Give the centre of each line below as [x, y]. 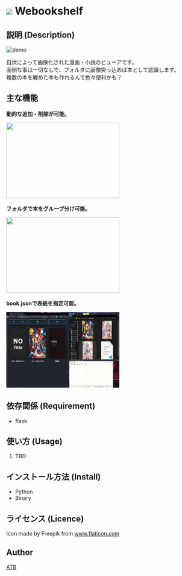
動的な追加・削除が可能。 [38, 114]
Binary [23, 498]
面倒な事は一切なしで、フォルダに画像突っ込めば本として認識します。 [93, 70]
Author [20, 553]
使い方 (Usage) [34, 442]
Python [24, 492]
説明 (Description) [41, 35]
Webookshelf [49, 11]
